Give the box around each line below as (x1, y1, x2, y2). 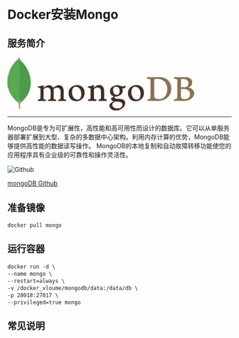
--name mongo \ (7, 270, 53, 277)
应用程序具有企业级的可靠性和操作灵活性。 (7, 150, 132, 159)
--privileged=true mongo (7, 299, 81, 306)
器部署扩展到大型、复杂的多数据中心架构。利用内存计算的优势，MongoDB (7, 133, 224, 141)
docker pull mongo (7, 222, 62, 229)
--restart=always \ (7, 277, 65, 285)
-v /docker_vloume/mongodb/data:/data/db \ (7, 285, 139, 292)
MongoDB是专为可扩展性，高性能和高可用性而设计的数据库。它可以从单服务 (7, 123, 230, 132)
